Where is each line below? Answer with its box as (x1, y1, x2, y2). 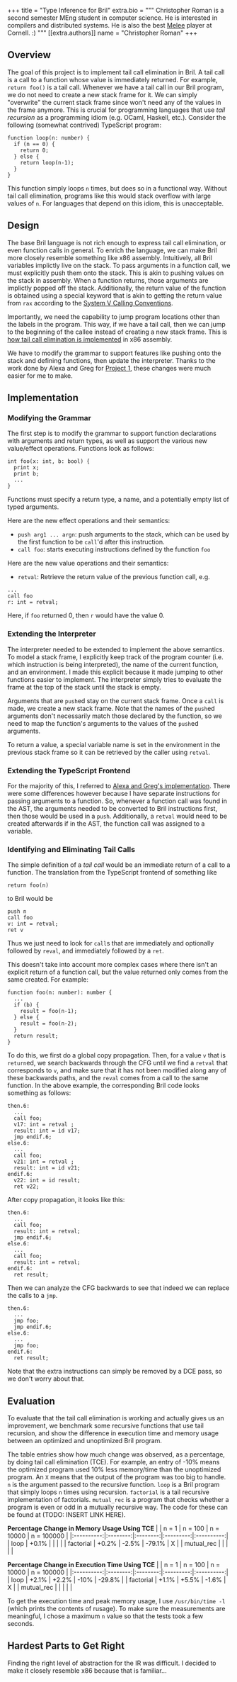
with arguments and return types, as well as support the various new (7, 437, 207, 445)
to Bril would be (7, 895, 53, 903)
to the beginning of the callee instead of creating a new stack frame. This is (7, 327, 228, 336)
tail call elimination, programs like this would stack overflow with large (7, 191, 211, 200)
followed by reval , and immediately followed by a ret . (7, 946, 164, 955)
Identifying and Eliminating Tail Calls (7, 844, 136, 854)
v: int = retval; (7, 921, 59, 928)
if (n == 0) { (13, 140, 55, 147)
